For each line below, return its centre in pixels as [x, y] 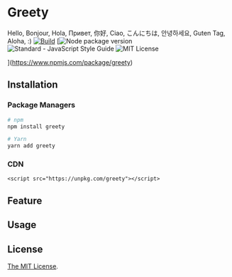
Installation [33, 85]
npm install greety [36, 126]
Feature [25, 200]
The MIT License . [33, 266]
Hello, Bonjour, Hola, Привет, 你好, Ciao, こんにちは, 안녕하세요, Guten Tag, [116, 33]
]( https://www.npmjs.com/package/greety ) [70, 62]
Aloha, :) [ [33, 41]
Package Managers [42, 105]
